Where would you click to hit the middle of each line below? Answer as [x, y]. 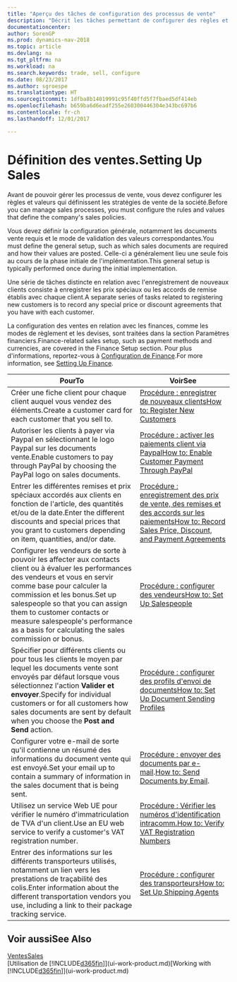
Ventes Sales [25, 956]
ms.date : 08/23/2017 [38, 79]
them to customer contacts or [60, 612]
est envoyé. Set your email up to [63, 767]
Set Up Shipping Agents [180, 892]
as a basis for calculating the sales [68, 630]
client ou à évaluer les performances [71, 568]
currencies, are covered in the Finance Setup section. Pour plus [100, 348]
